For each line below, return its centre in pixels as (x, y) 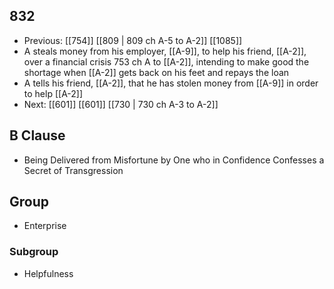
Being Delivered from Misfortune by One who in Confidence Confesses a (174, 160)
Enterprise (45, 226)
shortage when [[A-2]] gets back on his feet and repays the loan (156, 72)
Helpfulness (48, 273)
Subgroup (34, 252)
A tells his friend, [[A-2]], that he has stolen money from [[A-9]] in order (171, 83)
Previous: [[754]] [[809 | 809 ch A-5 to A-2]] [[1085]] (133, 40)
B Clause (37, 135)
